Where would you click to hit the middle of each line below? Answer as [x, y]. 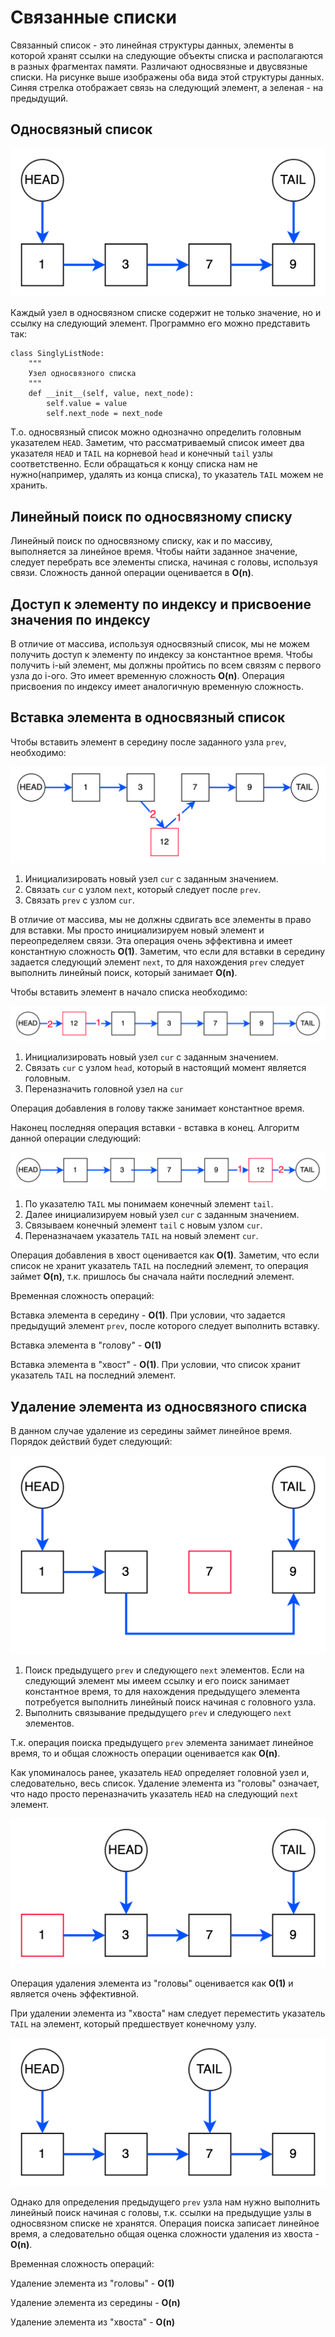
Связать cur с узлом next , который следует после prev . [143, 889]
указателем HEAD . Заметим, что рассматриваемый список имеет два [157, 443]
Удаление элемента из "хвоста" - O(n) [92, 2322]
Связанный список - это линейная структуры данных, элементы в [152, 45]
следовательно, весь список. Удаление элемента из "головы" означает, [165, 1783]
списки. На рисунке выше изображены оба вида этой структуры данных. [167, 77]
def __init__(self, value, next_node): [111, 394]
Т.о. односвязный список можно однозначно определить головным [156, 432]
